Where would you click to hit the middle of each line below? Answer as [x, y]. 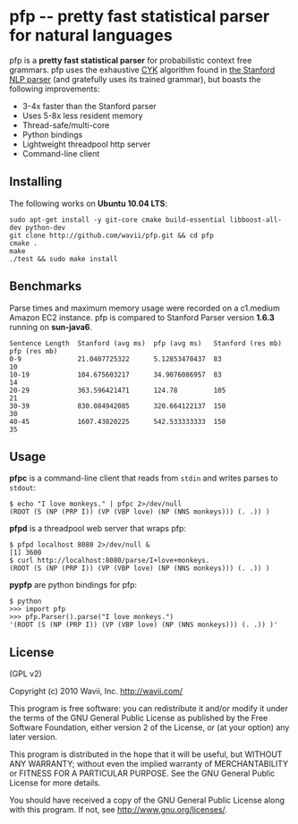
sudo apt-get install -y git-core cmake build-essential [118, 220]
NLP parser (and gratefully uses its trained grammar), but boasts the [135, 79]
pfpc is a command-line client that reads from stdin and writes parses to [144, 478]
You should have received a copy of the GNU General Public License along [147, 800]
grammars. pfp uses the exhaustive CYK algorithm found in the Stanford [142, 70]
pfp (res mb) [34, 351]
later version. [34, 737]
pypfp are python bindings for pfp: [73, 585]
